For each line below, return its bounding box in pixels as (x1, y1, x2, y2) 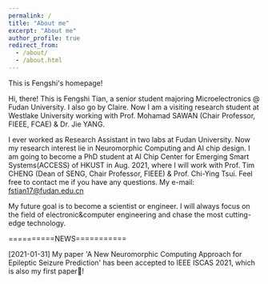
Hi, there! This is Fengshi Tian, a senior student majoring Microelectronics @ (8, 94, 260, 103)
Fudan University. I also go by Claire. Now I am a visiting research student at (8, 102, 260, 112)
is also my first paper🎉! (8, 266, 85, 276)
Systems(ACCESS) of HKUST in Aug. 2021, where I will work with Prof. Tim (8, 160, 255, 170)
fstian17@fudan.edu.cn (8, 186, 84, 195)
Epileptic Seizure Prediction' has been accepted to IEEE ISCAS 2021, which (8, 258, 256, 267)
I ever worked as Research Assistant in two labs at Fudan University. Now (8, 134, 250, 144)
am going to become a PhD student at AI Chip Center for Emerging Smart (8, 151, 250, 161)
